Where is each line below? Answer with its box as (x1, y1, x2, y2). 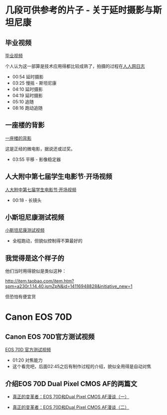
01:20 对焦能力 (12, 357, 43, 363)
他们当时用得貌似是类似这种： (5, 268, 66, 274)
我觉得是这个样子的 (5, 254, 64, 262)
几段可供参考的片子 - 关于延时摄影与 (5, 4, 154, 16)
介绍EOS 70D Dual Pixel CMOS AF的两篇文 (5, 380, 138, 388)
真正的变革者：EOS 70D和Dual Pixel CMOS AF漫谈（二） (12, 405, 130, 411)
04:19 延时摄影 (12, 93, 43, 98)
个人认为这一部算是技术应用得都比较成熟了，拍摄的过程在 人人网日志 (5, 63, 145, 69)
